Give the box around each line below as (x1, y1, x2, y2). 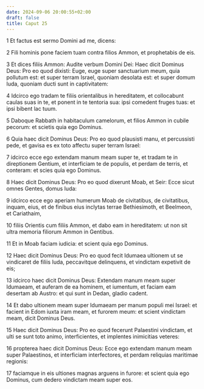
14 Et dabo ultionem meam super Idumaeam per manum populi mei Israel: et (6, 302, 197, 309)
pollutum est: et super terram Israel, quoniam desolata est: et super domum (6, 74, 196, 81)
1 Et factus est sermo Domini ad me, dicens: (6, 37, 116, 45)
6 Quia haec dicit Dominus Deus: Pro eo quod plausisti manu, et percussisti (6, 135, 195, 143)
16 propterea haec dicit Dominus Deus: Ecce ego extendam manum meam (6, 345, 192, 352)
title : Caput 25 (6, 20, 47, 26)
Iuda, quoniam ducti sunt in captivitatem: (6, 80, 108, 87)
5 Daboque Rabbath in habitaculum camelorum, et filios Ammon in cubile (6, 117, 189, 124)
